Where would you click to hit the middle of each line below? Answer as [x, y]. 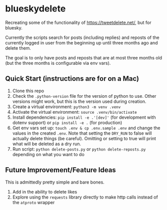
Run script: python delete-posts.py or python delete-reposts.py [79, 149]
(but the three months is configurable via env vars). [58, 63]
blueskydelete [35, 9]
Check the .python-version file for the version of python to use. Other [84, 96]
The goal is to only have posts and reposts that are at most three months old [84, 57]
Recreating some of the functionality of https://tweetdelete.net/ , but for [78, 22]
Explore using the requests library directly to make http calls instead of [85, 197]
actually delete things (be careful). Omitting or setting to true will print [84, 138]
